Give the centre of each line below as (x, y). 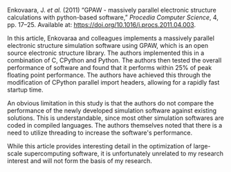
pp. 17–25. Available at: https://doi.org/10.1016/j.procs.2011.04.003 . (102, 25)
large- (202, 146)
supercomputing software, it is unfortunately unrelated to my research (123, 153)
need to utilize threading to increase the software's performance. (100, 132)
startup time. (25, 90)
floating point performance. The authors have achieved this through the (109, 75)
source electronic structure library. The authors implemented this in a (106, 53)
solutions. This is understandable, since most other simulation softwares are (116, 118)
